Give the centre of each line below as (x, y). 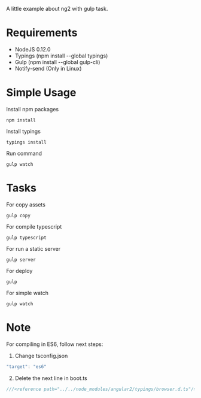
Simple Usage (41, 93)
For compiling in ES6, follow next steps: (55, 344)
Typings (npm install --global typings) (61, 56)
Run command (24, 153)
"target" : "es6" (26, 367)
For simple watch (28, 293)
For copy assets (26, 204)
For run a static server (33, 248)
